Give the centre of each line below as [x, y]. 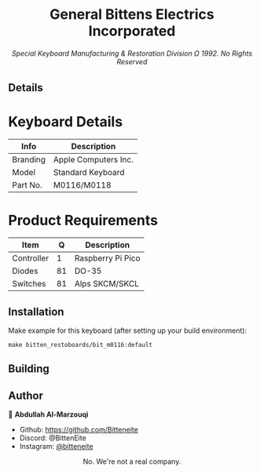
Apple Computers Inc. [93, 160]
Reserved [132, 61]
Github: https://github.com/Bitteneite [79, 430]
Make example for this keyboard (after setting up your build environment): [128, 330]
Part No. [27, 185]
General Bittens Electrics [132, 15]
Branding [29, 160]
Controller [31, 258]
